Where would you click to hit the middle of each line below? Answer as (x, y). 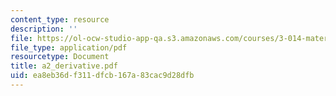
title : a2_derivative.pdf (64, 66)
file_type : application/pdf (69, 47)
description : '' (44, 29)
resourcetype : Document (60, 57)
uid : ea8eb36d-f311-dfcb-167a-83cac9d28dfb (102, 76)
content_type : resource (60, 19)
